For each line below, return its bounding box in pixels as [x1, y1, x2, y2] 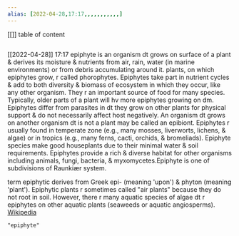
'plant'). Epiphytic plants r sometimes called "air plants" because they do [7, 185, 221, 193]
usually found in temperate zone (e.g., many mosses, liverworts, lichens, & [7, 125, 226, 134]
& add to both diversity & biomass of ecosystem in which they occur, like [7, 80, 221, 89]
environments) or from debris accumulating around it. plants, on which [7, 65, 215, 73]
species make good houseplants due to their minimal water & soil [7, 140, 198, 150]
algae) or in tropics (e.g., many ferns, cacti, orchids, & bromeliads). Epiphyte [7, 133, 231, 142]
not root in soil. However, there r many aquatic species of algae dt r [7, 193, 205, 201]
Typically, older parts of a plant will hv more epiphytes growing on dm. [7, 96, 214, 104]
